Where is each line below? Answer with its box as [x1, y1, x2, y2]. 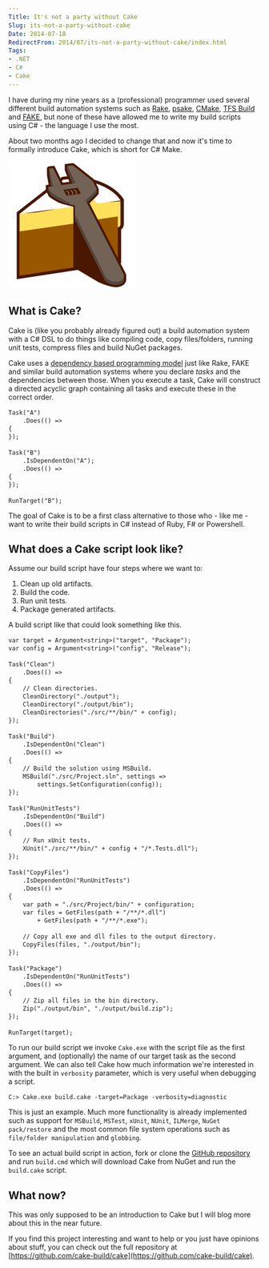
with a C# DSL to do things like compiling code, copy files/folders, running [8, 334, 254, 343]
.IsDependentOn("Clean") [22, 740, 106, 748]
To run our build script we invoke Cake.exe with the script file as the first [8, 1043, 246, 1053]
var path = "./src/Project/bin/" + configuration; [22, 901, 195, 909]
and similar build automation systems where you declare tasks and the [8, 367, 241, 376]
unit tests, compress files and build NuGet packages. [8, 343, 183, 352]
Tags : [8, 46, 26, 55]
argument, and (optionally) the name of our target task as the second [8, 1051, 236, 1061]
